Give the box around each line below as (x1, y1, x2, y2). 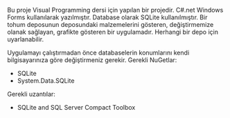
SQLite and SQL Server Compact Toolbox (17, 104, 136, 111)
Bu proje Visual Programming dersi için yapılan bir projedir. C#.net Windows (7, 6, 224, 14)
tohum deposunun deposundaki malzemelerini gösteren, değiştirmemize (7, 21, 214, 28)
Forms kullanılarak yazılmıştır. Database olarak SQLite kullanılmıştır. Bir (7, 13, 208, 21)
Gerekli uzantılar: (7, 90, 55, 98)
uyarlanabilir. (7, 35, 44, 43)
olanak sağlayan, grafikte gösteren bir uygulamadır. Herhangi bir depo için (7, 28, 218, 36)
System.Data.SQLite (17, 77, 75, 85)
